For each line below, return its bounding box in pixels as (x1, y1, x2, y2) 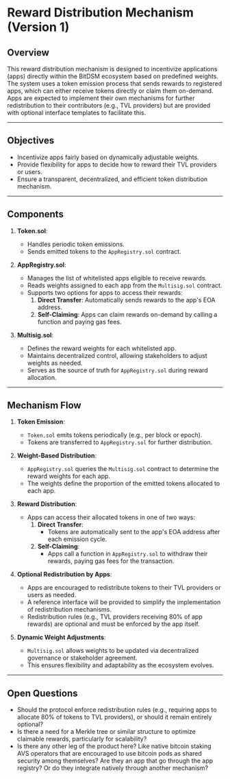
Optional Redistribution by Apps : (16, 571, 112, 579)
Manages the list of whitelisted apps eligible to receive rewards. (27, 274, 207, 282)
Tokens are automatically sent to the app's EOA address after (47, 528, 220, 536)
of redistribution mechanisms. (27, 606, 112, 614)
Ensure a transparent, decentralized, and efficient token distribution (16, 175, 208, 183)
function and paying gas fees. (37, 317, 122, 326)
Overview (7, 47, 50, 58)
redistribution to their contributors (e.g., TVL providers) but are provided (7, 101, 211, 109)
